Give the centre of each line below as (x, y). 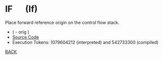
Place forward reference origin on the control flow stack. (62, 22)
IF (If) (21, 9)
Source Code (26, 37)
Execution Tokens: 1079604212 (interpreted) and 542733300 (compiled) (85, 42)
